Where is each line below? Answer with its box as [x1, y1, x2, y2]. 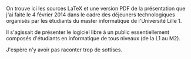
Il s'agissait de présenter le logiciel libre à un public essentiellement [6, 29, 169, 36]
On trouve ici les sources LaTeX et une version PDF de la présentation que [6, 5, 186, 12]
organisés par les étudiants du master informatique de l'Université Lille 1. [6, 18, 182, 24]
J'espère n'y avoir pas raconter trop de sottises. [6, 46, 122, 53]
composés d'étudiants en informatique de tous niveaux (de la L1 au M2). [6, 35, 181, 41]
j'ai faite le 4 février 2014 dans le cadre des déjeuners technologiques [6, 11, 175, 18]
